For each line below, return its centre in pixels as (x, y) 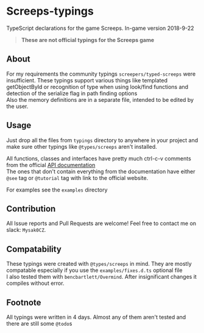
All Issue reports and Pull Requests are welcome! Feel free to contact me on (101, 223)
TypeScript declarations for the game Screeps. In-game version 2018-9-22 (100, 28)
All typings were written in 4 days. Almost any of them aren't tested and (96, 317)
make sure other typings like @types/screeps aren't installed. (82, 146)
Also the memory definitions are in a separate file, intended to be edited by (100, 99)
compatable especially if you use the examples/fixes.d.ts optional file (94, 270)
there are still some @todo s (39, 324)
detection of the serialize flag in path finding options (72, 93)
